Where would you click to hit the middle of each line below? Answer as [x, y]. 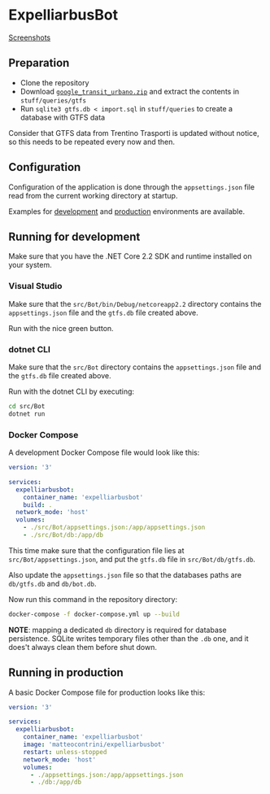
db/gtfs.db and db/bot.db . [52, 583]
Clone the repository [54, 82]
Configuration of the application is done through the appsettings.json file [131, 187]
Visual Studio [35, 286]
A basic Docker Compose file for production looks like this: [107, 692]
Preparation [39, 63]
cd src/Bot [27, 406]
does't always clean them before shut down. [83, 647]
